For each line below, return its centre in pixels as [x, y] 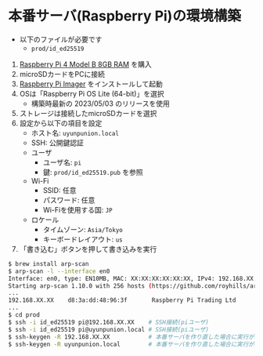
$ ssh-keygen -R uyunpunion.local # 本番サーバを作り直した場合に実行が [131, 344]
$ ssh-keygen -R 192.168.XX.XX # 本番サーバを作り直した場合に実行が [131, 337]
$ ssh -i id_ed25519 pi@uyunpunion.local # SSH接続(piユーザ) [109, 329]
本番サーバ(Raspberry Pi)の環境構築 [124, 16]
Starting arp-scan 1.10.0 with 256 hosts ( [80, 286]
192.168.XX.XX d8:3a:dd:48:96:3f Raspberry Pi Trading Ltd [122, 300]
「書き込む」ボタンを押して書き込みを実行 [88, 249]
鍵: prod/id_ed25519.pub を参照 [93, 172]
